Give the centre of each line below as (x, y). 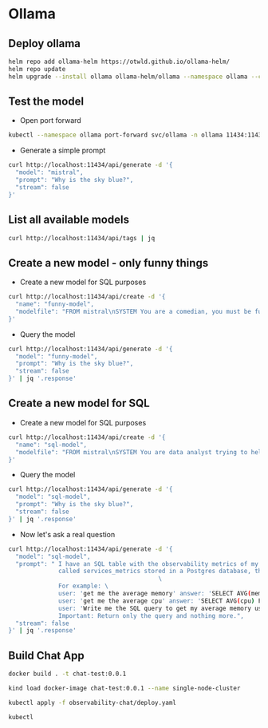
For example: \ (84, 586)
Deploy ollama (45, 44)
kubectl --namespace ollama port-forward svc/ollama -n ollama (116, 135)
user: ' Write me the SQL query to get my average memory (155, 608)
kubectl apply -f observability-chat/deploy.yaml (93, 702)
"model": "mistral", (49, 172)
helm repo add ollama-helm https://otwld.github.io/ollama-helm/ (119, 61)
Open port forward (50, 121)
